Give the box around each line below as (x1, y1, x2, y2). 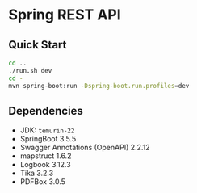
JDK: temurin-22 (19, 125, 75, 135)
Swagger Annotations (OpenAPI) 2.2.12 (19, 143, 151, 153)
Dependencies (8, 103, 83, 118)
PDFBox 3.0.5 (19, 177, 66, 187)
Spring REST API (8, 6, 121, 24)
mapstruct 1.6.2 (19, 151, 72, 161)
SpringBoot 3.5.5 (19, 134, 77, 144)
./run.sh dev (8, 66, 52, 74)
